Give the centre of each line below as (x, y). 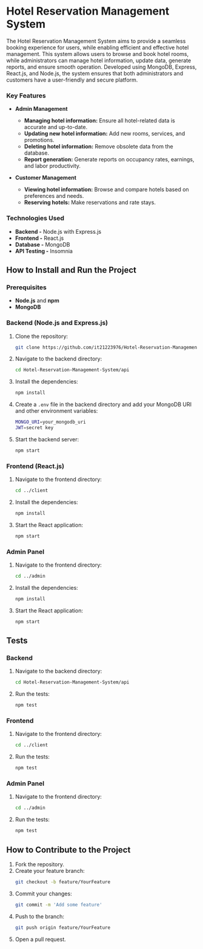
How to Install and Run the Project (71, 270)
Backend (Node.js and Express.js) (57, 323)
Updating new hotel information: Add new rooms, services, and (105, 134)
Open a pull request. (41, 939)
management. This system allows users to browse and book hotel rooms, (98, 54)
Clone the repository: (42, 336)
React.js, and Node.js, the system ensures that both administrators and (95, 73)
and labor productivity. (52, 166)
